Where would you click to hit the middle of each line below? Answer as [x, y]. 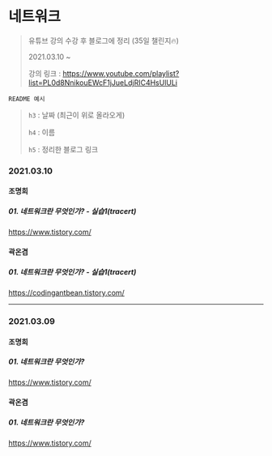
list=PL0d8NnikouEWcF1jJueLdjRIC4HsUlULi [103, 83]
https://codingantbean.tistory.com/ [67, 292]
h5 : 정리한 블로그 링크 [63, 149]
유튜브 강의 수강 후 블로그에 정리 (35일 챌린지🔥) [104, 40]
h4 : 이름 [41, 132]
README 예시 [27, 99]
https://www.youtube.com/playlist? [121, 73]
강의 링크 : [45, 73]
